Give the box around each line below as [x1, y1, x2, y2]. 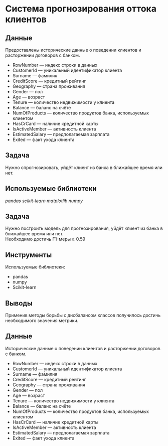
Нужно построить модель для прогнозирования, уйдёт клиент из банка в [5, 225, 163, 231]
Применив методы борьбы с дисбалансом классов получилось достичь [5, 312, 161, 319]
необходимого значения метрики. [5, 318, 79, 324]
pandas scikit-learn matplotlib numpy [5, 198, 83, 204]
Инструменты [5, 250, 52, 259]
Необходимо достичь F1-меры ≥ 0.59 [5, 236, 86, 242]
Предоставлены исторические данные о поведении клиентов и [5, 47, 141, 53]
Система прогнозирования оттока [5, 3, 157, 15]
